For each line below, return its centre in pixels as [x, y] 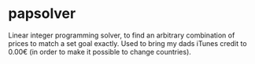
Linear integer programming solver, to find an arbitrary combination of [122, 35]
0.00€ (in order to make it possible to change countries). [100, 52]
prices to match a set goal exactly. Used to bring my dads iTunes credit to [128, 43]
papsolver [42, 14]
